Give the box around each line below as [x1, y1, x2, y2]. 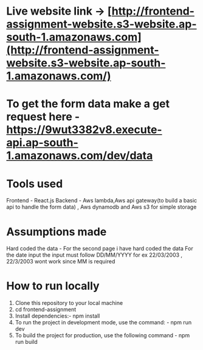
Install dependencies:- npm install [15, 312, 100, 320]
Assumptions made [6, 224, 107, 238]
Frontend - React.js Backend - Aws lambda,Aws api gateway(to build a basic [6, 197, 198, 204]
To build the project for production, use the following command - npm [15, 332, 190, 339]
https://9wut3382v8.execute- [6, 123, 162, 137]
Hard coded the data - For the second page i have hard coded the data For [6, 245, 193, 252]
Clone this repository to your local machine [15, 299, 123, 307]
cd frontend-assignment [15, 306, 77, 313]
